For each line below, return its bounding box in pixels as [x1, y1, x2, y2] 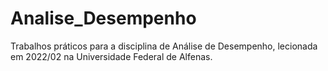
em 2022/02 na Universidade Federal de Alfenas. [10, 50, 213, 62]
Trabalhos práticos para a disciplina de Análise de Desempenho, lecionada [10, 40, 318, 52]
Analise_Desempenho [10, 7, 197, 30]
